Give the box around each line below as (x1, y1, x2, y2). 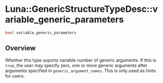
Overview (5, 44, 36, 52)
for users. (5, 73, 25, 79)
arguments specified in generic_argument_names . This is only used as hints (5, 68, 156, 74)
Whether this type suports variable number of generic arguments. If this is (5, 57, 157, 63)
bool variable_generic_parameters (5, 30, 77, 35)
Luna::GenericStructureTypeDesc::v (5, 3, 158, 15)
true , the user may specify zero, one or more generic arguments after (5, 62, 148, 68)
